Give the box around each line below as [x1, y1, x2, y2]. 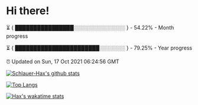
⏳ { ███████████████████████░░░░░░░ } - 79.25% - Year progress [6, 44, 193, 51]
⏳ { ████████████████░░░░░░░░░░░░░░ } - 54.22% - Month [6, 24, 174, 31]
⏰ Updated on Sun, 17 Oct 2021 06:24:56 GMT [6, 58, 119, 65]
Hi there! [6, 4, 50, 18]
